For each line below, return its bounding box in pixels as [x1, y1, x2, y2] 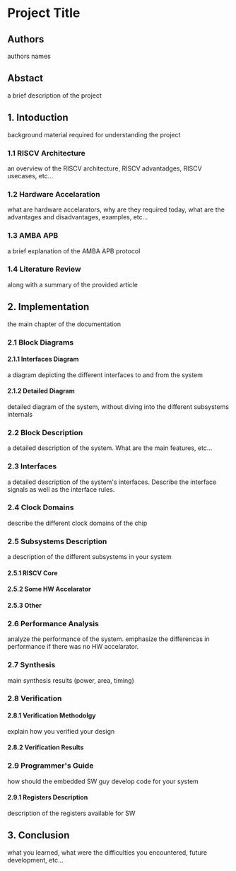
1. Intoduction [7, 112, 69, 124]
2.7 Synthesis [7, 660, 56, 670]
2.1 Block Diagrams [7, 338, 74, 347]
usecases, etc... [7, 171, 54, 180]
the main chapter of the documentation [7, 320, 122, 328]
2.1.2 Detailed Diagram [7, 387, 76, 396]
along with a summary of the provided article [7, 280, 138, 289]
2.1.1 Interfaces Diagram [7, 355, 79, 364]
